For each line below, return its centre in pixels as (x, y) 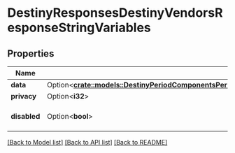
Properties (31, 53)
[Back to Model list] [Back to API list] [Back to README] (87, 142)
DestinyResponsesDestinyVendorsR (115, 13)
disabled (26, 116)
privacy (24, 96)
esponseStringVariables (79, 28)
